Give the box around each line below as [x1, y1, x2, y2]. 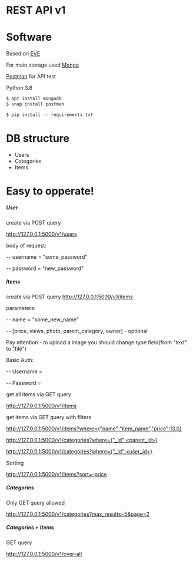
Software [6, 31, 52, 44]
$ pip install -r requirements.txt [6, 111, 94, 118]
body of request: [6, 242, 47, 249]
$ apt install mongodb [6, 96, 62, 102]
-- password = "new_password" [6, 265, 84, 272]
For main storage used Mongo [6, 61, 79, 68]
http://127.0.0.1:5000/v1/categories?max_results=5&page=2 [6, 511, 150, 518]
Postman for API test [6, 73, 56, 80]
